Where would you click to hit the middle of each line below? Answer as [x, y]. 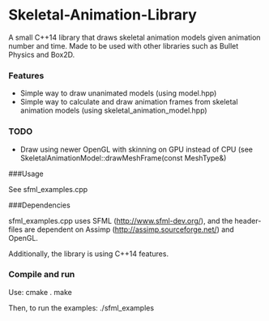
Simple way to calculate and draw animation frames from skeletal [129, 102]
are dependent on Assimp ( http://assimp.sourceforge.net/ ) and [129, 229]
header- [248, 220]
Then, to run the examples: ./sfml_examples [81, 308]
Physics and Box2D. [42, 54]
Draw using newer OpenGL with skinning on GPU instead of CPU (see [137, 149]
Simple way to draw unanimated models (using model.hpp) [118, 93]
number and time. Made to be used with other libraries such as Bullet [124, 45]
